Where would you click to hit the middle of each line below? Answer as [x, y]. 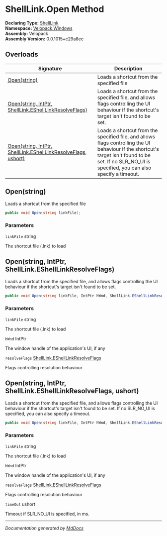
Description [128, 68]
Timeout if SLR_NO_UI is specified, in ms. [47, 514]
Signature [50, 68]
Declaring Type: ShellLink [32, 23]
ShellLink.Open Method [55, 9]
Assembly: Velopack [27, 33]
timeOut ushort [20, 504]
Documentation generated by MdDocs [44, 528]
